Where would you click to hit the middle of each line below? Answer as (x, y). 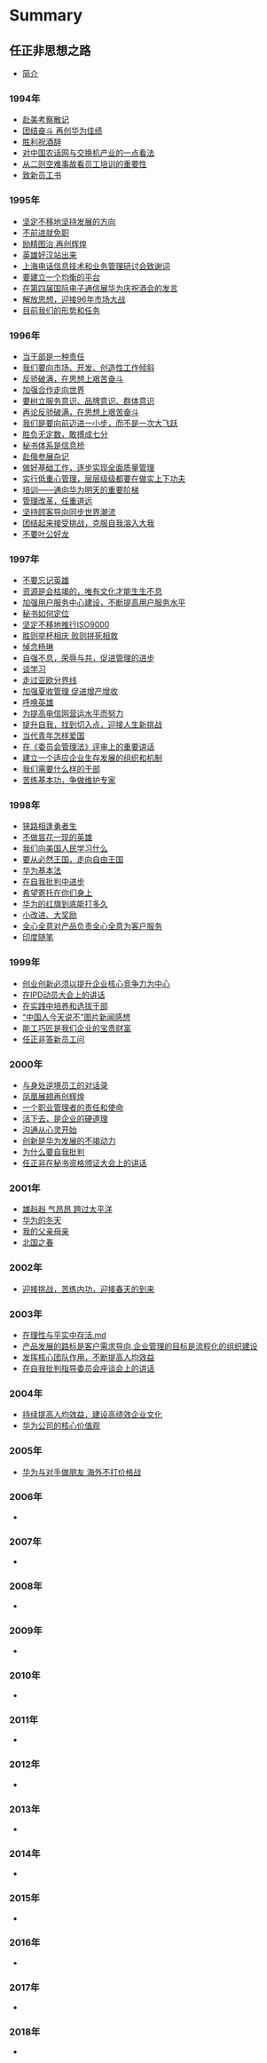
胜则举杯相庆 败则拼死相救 (70, 636)
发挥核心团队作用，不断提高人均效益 (88, 1357)
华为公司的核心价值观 (61, 1425)
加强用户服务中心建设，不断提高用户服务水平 (104, 603)
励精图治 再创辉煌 (54, 243)
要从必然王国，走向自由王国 (73, 860)
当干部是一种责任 (53, 356)
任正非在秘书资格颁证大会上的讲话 (84, 1163)
